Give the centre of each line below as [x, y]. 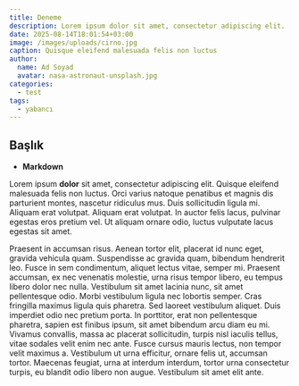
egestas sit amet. [41, 231]
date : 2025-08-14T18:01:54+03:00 [71, 34]
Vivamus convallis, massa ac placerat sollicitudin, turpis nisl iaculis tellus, [144, 334]
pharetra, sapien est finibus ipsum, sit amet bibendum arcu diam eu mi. [140, 325]
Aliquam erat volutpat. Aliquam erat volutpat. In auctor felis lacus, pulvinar [145, 213]
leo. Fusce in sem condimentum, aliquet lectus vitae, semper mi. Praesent [145, 268]
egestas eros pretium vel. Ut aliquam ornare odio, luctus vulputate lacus [141, 222]
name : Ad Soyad [46, 68]
